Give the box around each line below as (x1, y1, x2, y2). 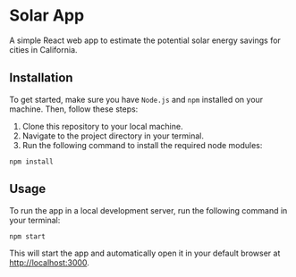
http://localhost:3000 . (9, 256, 89, 268)
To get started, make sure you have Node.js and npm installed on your (9, 94, 264, 105)
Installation (9, 71, 73, 86)
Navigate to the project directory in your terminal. (21, 130, 204, 141)
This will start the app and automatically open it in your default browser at (9, 248, 281, 258)
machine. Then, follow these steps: (9, 104, 139, 114)
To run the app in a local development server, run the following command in (9, 205, 288, 215)
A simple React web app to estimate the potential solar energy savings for (9, 35, 282, 46)
